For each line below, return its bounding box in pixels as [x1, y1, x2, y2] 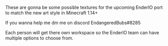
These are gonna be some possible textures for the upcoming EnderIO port [5, 5, 163, 10]
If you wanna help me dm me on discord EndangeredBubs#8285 [5, 20, 141, 26]
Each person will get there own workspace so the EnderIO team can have [5, 30, 159, 35]
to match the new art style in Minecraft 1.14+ [5, 10, 98, 16]
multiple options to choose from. [5, 35, 74, 41]
